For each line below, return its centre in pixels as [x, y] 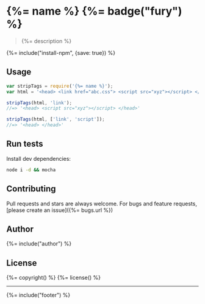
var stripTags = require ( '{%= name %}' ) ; [60, 86]
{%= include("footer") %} [38, 295]
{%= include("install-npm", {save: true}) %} [61, 52]
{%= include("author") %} [39, 244]
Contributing [31, 189]
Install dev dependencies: [39, 158]
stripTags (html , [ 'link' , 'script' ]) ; [56, 119]
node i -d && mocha [31, 170]
